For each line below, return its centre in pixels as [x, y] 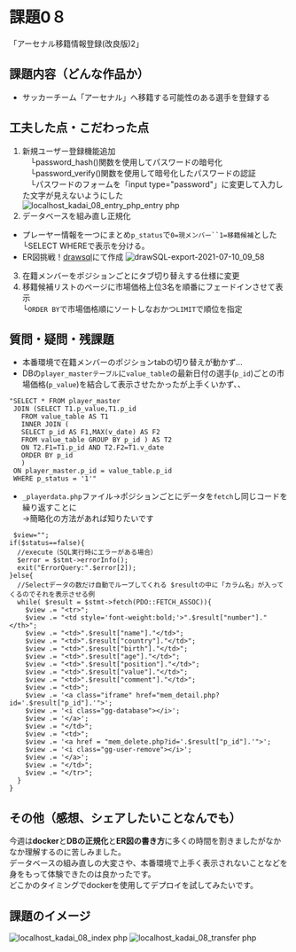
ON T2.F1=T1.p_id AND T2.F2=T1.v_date [93, 448]
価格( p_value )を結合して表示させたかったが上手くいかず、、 [137, 385]
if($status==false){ [47, 543]
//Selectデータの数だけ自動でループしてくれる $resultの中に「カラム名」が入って [151, 585]
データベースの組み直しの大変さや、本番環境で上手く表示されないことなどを [148, 863]
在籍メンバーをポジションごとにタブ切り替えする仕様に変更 [131, 276]
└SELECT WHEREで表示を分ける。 [86, 246]
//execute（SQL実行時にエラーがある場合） [87, 553]
